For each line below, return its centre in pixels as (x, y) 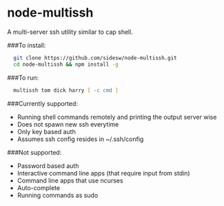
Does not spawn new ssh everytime (68, 124)
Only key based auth (46, 131)
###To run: (23, 77)
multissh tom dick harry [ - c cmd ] (66, 90)
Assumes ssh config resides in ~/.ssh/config (80, 139)
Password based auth (48, 166)
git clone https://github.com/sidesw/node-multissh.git (95, 58)
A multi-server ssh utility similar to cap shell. (70, 32)
